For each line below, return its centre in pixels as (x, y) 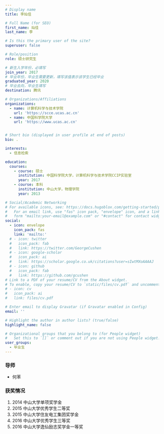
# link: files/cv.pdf (29, 298)
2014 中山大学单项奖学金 (37, 402)
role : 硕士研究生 (21, 59)
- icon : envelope (27, 226)
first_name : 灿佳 (22, 27)
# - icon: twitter (28, 239)
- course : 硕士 (29, 171)
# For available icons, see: (35, 207)
